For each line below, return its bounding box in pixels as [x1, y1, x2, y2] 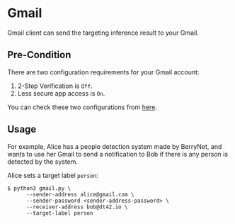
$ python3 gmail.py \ [7, 184, 71, 192]
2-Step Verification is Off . [17, 82, 93, 90]
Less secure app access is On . [17, 89, 105, 97]
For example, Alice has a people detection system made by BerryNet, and [7, 142, 222, 150]
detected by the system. [7, 157, 79, 166]
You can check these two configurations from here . [7, 103, 157, 111]
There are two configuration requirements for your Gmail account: [7, 67, 200, 76]
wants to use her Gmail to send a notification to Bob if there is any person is [7, 150, 229, 158]
